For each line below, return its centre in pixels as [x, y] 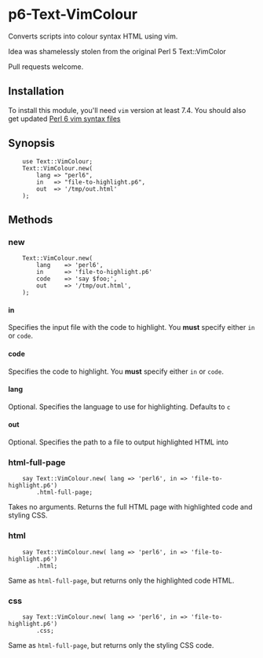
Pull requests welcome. [46, 66]
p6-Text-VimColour [73, 15]
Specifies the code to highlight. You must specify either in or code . [116, 371]
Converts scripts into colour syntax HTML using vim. [93, 36]
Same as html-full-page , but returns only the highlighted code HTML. [121, 580]
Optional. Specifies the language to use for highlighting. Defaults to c [119, 407]
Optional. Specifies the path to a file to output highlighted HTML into [119, 442]
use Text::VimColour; [57, 161]
